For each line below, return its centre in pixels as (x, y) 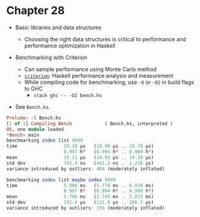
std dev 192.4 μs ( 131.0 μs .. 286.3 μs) (80, 202)
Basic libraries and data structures (58, 27)
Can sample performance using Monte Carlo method (91, 69)
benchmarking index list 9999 (45, 140)
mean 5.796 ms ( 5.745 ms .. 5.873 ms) (80, 197)
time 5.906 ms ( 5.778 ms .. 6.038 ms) (80, 185)
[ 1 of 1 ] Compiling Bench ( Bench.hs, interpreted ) (90, 123)
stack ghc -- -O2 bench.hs (68, 95)
